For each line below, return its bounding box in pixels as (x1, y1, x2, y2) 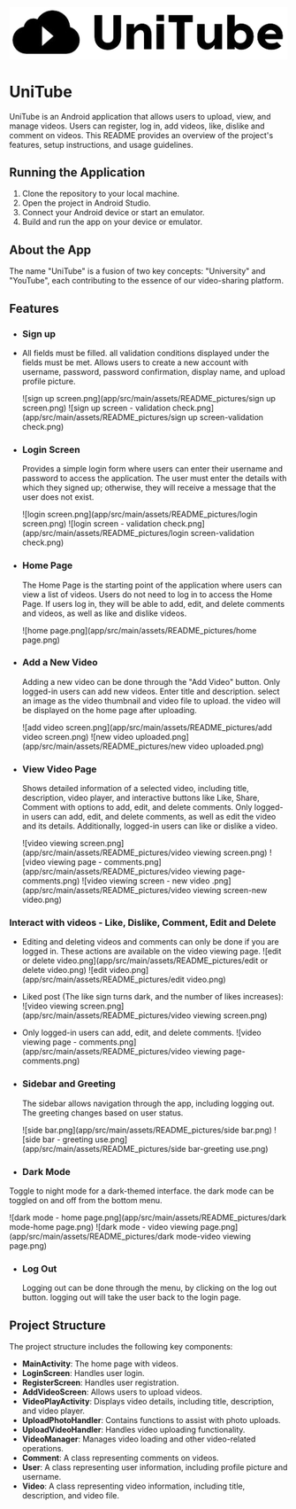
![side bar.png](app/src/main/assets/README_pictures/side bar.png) (21, 1124, 272, 1135)
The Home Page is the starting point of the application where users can (21, 579, 283, 590)
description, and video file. (21, 1490, 120, 1501)
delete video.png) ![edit (21, 965, 108, 976)
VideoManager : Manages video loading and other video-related (21, 1434, 256, 1444)
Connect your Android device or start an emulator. (21, 207, 205, 218)
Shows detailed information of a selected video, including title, (21, 783, 249, 794)
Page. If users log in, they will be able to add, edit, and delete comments (21, 598, 285, 609)
